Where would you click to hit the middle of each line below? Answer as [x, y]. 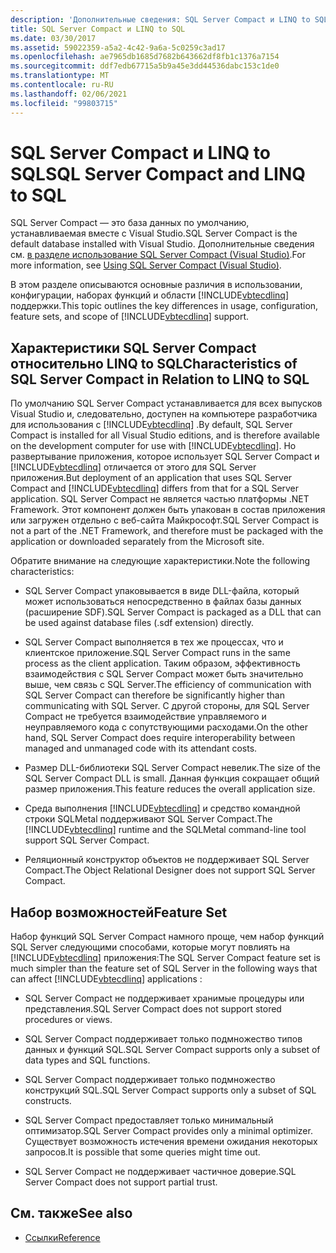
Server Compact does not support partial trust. [121, 1182]
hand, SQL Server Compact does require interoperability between [160, 738]
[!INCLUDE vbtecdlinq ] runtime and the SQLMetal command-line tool [165, 830]
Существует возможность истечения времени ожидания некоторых [171, 1142]
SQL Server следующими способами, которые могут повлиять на [150, 947]
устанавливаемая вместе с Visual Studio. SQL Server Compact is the [154, 233]
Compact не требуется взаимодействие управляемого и [145, 717]
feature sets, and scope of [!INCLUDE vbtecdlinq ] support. [130, 317]
